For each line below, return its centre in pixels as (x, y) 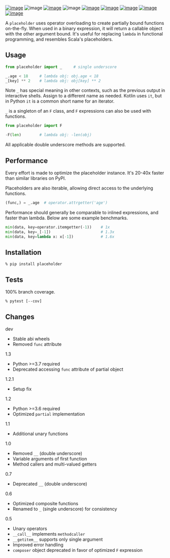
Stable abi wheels (31, 339)
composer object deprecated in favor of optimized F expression (78, 550)
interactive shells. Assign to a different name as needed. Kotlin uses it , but (84, 96)
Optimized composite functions (45, 503)
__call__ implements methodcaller (49, 534)
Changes (20, 317)
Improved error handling (38, 545)
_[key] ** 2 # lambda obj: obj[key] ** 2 (53, 81)
